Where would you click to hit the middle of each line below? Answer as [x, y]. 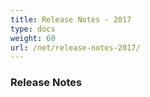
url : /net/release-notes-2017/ [75, 47]
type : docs [33, 29]
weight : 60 [33, 38]
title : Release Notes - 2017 [71, 19]
